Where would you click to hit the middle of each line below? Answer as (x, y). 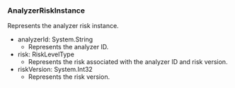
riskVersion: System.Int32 (55, 70)
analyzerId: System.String (55, 39)
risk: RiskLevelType (46, 54)
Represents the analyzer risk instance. (63, 26)
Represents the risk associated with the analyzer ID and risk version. (128, 62)
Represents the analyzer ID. (68, 47)
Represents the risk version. (69, 77)
